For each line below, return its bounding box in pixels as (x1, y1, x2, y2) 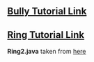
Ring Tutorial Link (7, 29, 85, 41)
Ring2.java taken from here (7, 48, 86, 56)
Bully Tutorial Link (7, 6, 87, 17)
